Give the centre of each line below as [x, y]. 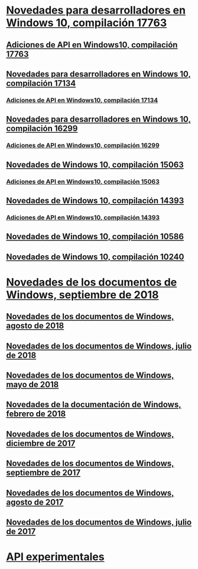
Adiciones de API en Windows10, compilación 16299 [83, 146]
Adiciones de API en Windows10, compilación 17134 [82, 100]
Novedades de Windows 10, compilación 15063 [95, 164]
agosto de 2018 [35, 326]
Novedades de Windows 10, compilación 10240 [95, 257]
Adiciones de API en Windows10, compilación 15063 [83, 181]
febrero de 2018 [36, 414]
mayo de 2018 [33, 385]
